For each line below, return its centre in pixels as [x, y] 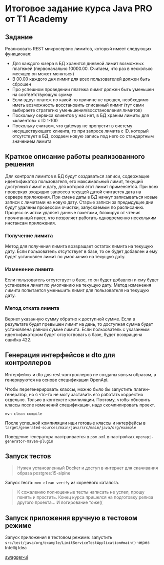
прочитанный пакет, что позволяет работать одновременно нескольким [81, 218]
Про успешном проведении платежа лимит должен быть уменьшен [83, 89]
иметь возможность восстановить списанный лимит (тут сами [78, 105]
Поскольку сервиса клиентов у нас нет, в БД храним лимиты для [81, 115]
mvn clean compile [24, 414]
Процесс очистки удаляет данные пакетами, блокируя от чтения [73, 212]
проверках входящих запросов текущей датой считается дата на [73, 192]
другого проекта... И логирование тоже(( [60, 502]
